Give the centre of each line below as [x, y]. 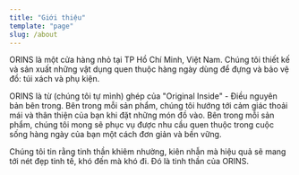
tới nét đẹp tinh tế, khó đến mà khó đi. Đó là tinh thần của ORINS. [129, 162]
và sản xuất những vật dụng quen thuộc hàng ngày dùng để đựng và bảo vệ [149, 69]
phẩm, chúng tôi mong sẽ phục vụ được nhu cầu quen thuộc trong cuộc [142, 125]
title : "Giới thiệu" [48, 17]
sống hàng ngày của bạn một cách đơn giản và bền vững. [115, 135]
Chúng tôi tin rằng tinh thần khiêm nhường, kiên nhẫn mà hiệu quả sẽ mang [148, 152]
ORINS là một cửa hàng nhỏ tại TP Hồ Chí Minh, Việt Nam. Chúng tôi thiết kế [150, 60]
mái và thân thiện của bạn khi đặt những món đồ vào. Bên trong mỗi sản [142, 115]
